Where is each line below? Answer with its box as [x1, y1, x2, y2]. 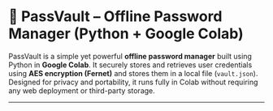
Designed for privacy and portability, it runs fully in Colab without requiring [8, 77, 258, 87]
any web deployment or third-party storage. [8, 85, 156, 96]
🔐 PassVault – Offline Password [8, 7, 223, 26]
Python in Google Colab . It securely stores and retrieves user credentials [8, 60, 253, 70]
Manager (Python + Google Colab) [8, 24, 244, 43]
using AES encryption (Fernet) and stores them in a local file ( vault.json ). [8, 68, 258, 78]
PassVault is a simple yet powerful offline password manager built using [8, 51, 252, 61]
